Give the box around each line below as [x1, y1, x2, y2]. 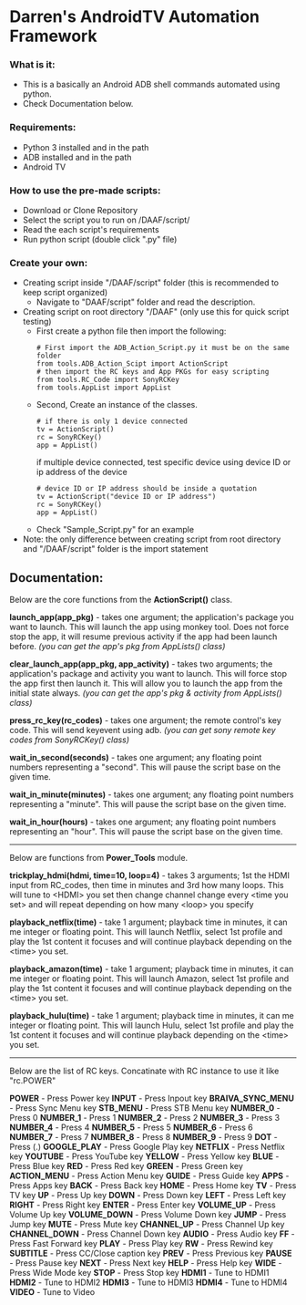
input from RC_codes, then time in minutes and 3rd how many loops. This [9, 880, 284, 891]
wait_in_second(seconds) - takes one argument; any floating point [9, 752, 262, 763]
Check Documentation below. [22, 98, 134, 109]
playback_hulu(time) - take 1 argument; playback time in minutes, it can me [9, 1010, 294, 1021]
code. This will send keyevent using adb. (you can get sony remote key [9, 725, 276, 736]
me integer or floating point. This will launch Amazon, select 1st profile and [9, 973, 290, 984]
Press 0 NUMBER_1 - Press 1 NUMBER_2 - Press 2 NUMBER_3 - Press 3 [9, 1113, 280, 1124]
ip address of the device [36, 467, 127, 478]
